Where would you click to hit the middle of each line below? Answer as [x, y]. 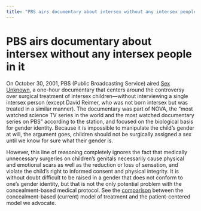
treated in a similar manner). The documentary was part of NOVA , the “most [100, 109]
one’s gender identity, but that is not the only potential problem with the [94, 184]
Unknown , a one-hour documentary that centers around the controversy [95, 90]
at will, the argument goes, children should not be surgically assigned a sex [99, 134]
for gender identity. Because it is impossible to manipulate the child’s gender [100, 128]
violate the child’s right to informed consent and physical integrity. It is [93, 171]
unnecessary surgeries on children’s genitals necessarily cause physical [95, 158]
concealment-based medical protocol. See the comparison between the [95, 190]
